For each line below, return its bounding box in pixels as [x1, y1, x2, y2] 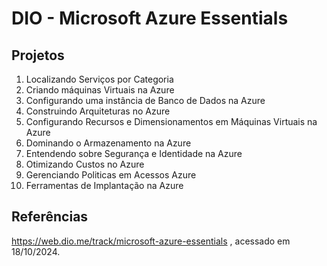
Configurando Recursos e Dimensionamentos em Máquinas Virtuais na [25, 116, 318, 127]
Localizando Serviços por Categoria [25, 73, 174, 85]
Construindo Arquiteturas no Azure [25, 105, 171, 117]
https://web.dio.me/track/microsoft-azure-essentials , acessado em [11, 235, 291, 247]
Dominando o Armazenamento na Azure [25, 137, 192, 149]
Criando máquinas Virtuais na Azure [25, 84, 175, 96]
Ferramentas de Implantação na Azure [25, 180, 184, 191]
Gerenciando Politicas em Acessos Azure [25, 169, 197, 181]
